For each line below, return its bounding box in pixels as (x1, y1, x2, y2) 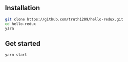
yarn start (5, 52, 27, 58)
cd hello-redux (5, 21, 36, 26)
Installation (5, 4, 40, 12)
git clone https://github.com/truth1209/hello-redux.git (5, 17, 124, 21)
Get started (5, 39, 41, 48)
